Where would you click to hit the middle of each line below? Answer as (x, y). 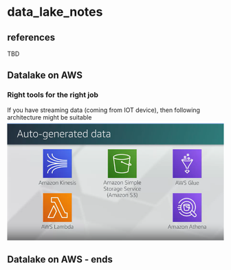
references (31, 37)
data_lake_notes (55, 12)
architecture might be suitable (49, 117)
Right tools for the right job (53, 95)
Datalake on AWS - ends (60, 259)
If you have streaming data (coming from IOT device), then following (104, 110)
